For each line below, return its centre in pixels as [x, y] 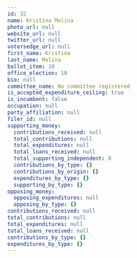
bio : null [22, 80]
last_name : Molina [34, 60]
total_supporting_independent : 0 [63, 159]
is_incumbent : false [38, 100]
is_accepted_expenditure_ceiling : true [66, 93]
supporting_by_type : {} [48, 184]
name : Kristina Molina [40, 20]
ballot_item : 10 [31, 66]
